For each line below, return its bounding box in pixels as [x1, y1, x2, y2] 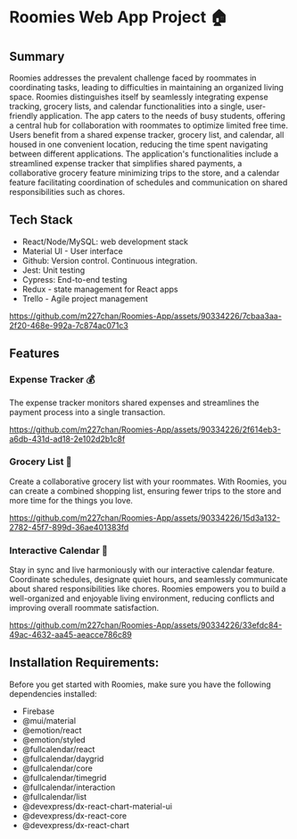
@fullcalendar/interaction [21, 782, 116, 792]
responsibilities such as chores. [9, 187, 126, 197]
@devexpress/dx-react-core [21, 810, 128, 821]
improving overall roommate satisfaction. [9, 603, 160, 614]
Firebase [21, 706, 55, 716]
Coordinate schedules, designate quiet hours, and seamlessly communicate [9, 574, 288, 585]
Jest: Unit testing [21, 265, 86, 275]
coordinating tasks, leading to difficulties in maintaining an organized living [9, 82, 284, 92]
